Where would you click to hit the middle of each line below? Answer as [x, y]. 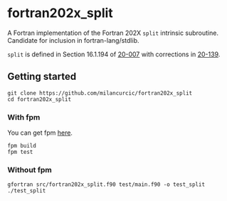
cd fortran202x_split [39, 99]
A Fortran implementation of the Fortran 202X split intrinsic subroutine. [113, 33]
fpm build [22, 146]
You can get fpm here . [40, 133]
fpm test [20, 152]
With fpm [24, 117]
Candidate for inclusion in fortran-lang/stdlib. [74, 40]
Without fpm [30, 170]
